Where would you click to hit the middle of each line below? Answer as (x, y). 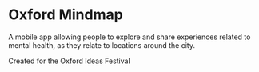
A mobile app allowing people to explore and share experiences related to (129, 37)
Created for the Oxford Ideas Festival (69, 61)
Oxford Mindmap (66, 15)
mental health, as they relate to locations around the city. (102, 45)
